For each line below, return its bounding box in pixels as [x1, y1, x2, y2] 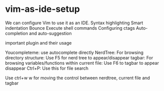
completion [5, 30, 28, 36]
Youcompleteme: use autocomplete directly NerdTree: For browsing [5, 49, 144, 55]
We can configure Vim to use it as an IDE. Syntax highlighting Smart [5, 20, 144, 26]
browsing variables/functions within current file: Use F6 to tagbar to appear [5, 60, 160, 66]
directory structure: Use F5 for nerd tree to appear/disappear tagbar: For [5, 54, 154, 60]
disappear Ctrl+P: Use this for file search [5, 65, 89, 71]
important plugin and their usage [5, 40, 72, 45]
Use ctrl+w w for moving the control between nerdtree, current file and [5, 75, 150, 81]
